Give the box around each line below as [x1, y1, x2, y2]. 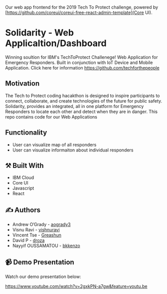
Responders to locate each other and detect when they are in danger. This [5, 108, 158, 114]
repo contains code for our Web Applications [5, 113, 97, 119]
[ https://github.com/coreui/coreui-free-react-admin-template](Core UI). [5, 9, 153, 15]
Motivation [5, 79, 40, 88]
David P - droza [12, 237, 45, 243]
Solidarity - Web [5, 27, 74, 38]
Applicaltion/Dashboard [5, 37, 107, 49]
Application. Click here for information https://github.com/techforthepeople [5, 64, 160, 70]
